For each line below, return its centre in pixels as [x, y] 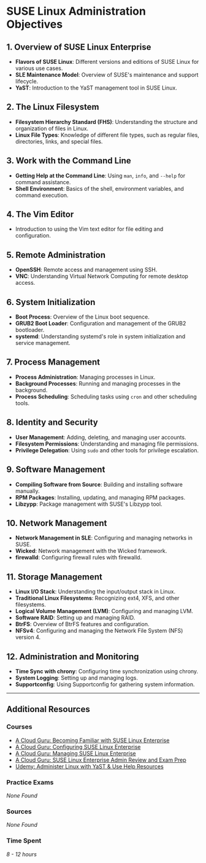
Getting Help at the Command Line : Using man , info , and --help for [100, 176]
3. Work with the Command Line [69, 161]
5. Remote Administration [56, 255]
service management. [43, 343]
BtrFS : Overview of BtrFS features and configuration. [82, 624]
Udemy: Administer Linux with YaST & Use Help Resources [89, 766]
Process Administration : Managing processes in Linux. [85, 377]
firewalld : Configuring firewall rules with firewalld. [78, 557]
